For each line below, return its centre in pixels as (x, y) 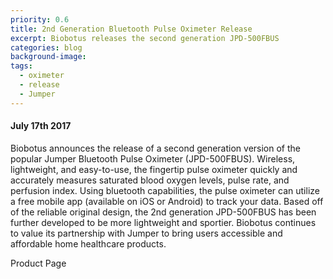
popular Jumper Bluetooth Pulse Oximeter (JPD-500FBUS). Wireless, (153, 158)
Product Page (38, 263)
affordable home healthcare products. (88, 243)
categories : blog (46, 47)
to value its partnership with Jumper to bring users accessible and (146, 233)
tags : (21, 66)
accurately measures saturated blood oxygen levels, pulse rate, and (150, 180)
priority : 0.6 (40, 19)
